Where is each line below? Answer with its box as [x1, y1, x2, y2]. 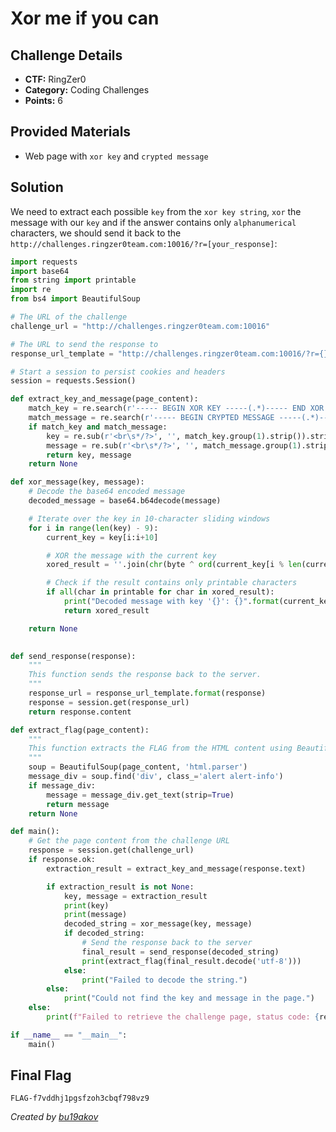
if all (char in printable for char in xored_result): [46, 587, 275, 597]
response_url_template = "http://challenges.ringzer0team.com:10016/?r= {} [10, 348, 329, 359]
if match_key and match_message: [28, 422, 168, 432]
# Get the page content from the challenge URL [28, 836, 230, 846]
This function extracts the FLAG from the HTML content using [28, 743, 293, 754]
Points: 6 [24, 95, 64, 106]
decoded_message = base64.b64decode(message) [28, 496, 222, 506]
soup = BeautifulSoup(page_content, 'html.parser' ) [28, 762, 248, 772]
